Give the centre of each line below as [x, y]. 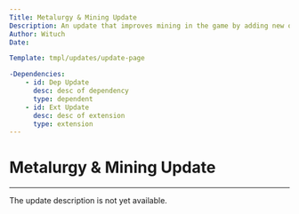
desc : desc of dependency [81, 91]
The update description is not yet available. [88, 201]
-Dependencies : [37, 75]
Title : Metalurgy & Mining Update [73, 17]
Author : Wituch [37, 34]
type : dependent [63, 99]
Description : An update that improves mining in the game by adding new [147, 26]
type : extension [63, 124]
